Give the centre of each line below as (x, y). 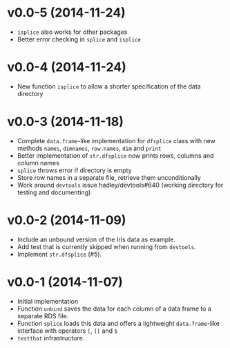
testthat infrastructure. (51, 338)
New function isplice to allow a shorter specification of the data (109, 86)
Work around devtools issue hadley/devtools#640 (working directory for (120, 185)
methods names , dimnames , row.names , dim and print (89, 148)
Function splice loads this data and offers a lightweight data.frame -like (118, 323)
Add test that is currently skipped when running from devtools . (106, 246)
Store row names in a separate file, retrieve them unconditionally (109, 177)
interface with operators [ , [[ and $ (67, 331)
